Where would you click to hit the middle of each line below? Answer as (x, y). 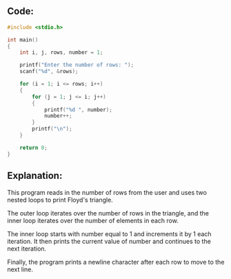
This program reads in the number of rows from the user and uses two (107, 192)
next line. (20, 269)
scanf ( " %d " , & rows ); (49, 72)
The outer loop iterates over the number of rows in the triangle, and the (108, 213)
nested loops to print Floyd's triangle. (60, 200)
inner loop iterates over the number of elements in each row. (93, 220)
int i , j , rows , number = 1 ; (61, 52)
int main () (23, 40)
